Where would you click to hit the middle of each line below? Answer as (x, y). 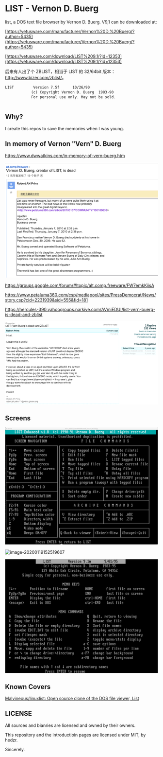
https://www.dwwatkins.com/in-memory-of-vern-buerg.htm (65, 156)
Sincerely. (15, 749)
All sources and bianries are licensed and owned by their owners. (70, 725)
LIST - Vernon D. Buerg (52, 9)
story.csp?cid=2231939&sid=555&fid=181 (47, 300)
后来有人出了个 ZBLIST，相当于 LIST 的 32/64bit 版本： (60, 71)
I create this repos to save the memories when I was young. (65, 128)
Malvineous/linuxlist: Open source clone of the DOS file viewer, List (72, 699)
